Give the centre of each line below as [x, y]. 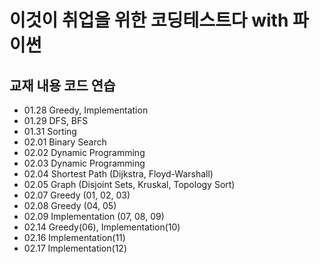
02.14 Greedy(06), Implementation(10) [102, 227]
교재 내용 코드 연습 [62, 85]
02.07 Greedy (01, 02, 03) [77, 195]
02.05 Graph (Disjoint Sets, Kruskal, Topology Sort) [129, 184]
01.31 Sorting [50, 131]
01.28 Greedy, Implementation [86, 110]
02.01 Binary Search [65, 142]
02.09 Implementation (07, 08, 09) [94, 216]
